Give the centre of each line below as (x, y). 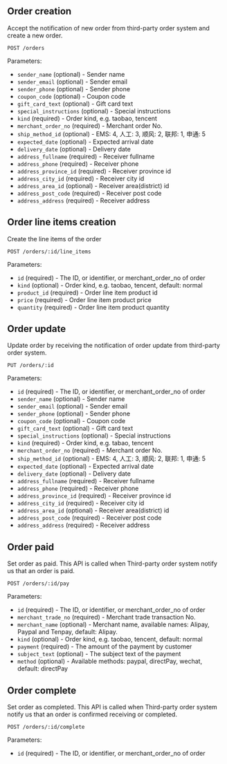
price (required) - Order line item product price (84, 299)
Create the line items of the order (54, 239)
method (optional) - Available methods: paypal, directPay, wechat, (110, 661)
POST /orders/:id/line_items (49, 252)
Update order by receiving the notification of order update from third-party (113, 346)
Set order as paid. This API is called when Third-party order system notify (112, 563)
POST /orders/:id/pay (38, 584)
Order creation (39, 11)
